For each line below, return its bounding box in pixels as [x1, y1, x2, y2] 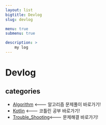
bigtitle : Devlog [5, 12, 42, 17]
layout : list [5, 7, 33, 13]
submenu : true [5, 31, 36, 36]
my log [14, 45, 29, 50]
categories [5, 87, 41, 96]
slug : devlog [5, 17, 33, 22]
